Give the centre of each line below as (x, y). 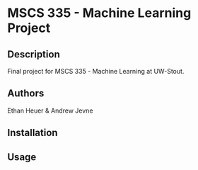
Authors (26, 93)
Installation (33, 133)
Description (34, 54)
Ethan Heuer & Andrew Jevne (50, 110)
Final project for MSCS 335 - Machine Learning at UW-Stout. (96, 71)
